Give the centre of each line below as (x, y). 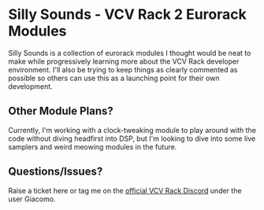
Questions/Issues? (56, 172)
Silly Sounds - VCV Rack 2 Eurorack (127, 15)
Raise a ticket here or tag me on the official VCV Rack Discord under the (125, 190)
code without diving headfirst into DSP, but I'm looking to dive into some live (132, 138)
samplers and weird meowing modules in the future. (93, 146)
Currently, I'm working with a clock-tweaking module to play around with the (132, 130)
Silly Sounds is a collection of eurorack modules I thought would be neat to (130, 53)
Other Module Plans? (61, 111)
